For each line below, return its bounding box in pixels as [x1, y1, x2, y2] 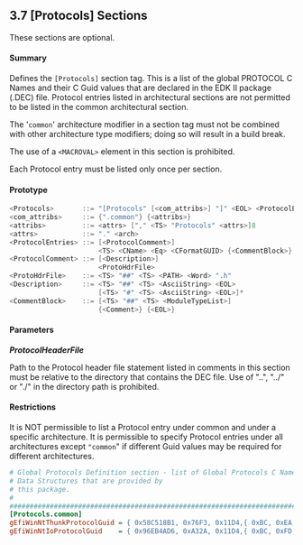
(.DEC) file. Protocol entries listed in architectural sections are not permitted [9, 92, 290, 103]
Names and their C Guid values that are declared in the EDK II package [9, 82, 272, 94]
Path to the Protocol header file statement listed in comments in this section [9, 362, 290, 373]
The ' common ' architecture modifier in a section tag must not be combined [9, 119, 280, 130]
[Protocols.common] [9, 510, 83, 519]
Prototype [9, 184, 48, 195]
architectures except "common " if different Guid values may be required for [9, 441, 282, 451]
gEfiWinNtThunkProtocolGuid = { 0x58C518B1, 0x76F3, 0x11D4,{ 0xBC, [9, 519, 272, 528]
